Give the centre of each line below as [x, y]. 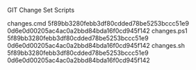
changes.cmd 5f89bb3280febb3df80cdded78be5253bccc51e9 [98, 23]
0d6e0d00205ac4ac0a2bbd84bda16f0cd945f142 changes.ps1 [97, 31]
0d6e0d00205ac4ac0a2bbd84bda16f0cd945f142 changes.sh [96, 45]
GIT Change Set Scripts [41, 10]
